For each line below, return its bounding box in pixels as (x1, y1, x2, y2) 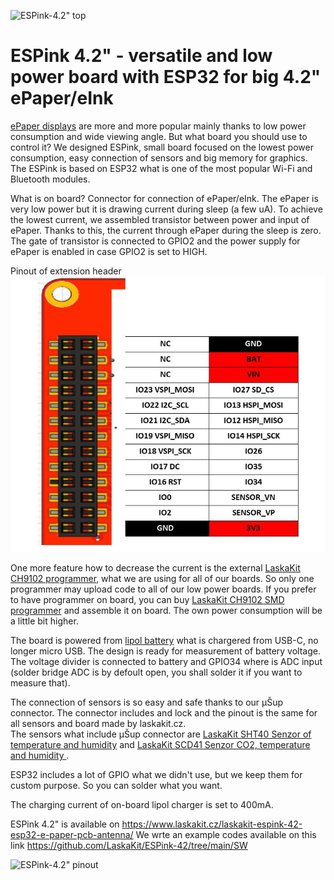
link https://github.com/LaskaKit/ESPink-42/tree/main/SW (10, 840, 248, 852)
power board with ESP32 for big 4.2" (10, 66, 322, 89)
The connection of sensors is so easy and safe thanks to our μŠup (10, 696, 284, 709)
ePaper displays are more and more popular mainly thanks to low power (10, 120, 307, 132)
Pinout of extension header (10, 265, 122, 277)
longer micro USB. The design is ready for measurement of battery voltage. (10, 645, 321, 657)
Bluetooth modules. (10, 173, 91, 185)
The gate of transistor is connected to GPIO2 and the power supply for (10, 235, 301, 247)
